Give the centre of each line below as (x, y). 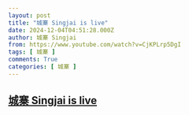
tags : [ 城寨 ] (32, 52)
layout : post (30, 15)
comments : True (33, 60)
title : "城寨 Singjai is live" (58, 23)
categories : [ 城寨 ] (43, 67)
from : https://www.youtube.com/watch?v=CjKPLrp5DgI (94, 45)
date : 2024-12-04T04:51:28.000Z (61, 30)
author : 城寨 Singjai (43, 37)
